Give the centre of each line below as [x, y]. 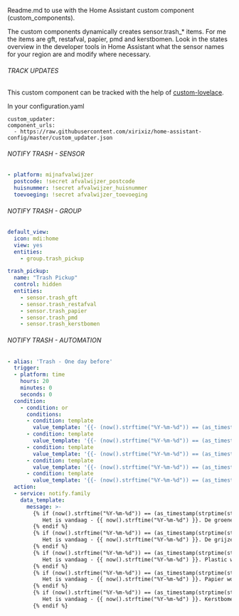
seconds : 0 [36, 394]
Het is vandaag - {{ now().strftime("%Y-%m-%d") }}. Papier [133, 579]
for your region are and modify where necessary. [79, 54]
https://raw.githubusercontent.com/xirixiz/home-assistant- [111, 132]
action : [25, 487]
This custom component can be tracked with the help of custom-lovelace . [116, 92]
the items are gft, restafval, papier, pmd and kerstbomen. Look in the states [117, 39]
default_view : [28, 232]
